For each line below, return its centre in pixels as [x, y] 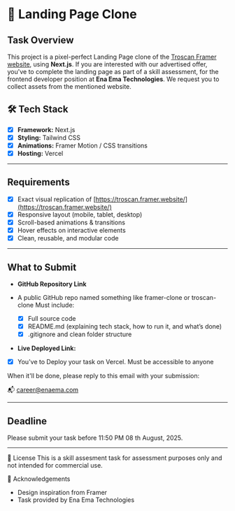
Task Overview [41, 40]
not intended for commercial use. [55, 466]
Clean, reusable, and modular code [68, 238]
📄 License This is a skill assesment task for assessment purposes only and [115, 458]
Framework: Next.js [46, 129]
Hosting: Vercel [40, 153]
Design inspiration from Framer [62, 493]
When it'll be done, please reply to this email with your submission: [104, 376]
